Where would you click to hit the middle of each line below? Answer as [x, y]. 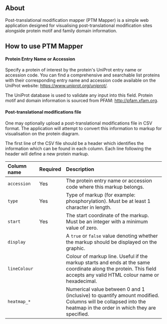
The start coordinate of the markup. [107, 215]
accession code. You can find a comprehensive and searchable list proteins [83, 75]
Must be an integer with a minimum [107, 221]
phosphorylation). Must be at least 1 [108, 201]
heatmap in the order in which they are [111, 308]
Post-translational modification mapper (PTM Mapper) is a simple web [77, 20]
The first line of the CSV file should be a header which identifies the [75, 143]
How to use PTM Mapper [44, 46]
